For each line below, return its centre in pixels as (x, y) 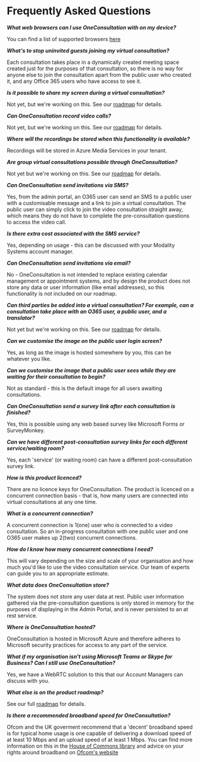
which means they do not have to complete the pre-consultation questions (98, 215)
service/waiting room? (35, 448)
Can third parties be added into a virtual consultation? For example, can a (100, 305)
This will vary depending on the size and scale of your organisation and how (100, 560)
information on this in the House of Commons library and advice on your (95, 746)
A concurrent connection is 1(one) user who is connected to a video (90, 525)
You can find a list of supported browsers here (64, 39)
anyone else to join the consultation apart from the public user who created (99, 75)
